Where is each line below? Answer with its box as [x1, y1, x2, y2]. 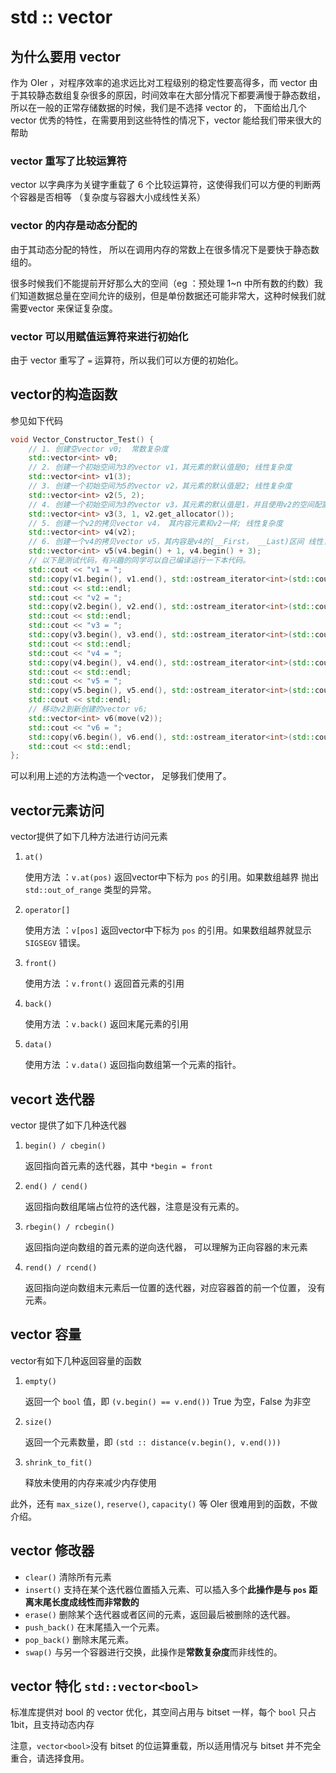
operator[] [24, 906, 71, 916]
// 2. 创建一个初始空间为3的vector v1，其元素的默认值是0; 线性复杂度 [28, 462, 293, 473]
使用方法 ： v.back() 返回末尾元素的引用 [24, 1018, 189, 1030]
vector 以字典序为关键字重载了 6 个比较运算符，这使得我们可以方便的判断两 [10, 179, 322, 191]
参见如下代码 [10, 414, 63, 426]
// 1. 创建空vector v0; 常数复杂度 [28, 444, 169, 454]
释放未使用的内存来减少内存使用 [24, 1476, 157, 1488]
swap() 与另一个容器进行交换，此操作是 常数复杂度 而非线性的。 [24, 1646, 283, 1658]
